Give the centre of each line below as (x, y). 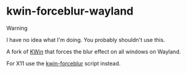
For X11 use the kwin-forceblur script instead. (63, 63)
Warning (17, 28)
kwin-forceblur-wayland (70, 11)
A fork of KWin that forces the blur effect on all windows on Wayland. (93, 51)
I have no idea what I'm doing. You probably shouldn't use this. (86, 40)
